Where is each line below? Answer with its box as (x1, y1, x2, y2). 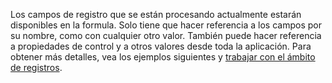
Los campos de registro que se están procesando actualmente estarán (10, 9, 302, 20)
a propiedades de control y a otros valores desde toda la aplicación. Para (10, 40, 312, 52)
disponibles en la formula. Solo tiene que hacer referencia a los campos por (10, 19, 322, 31)
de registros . (10, 62, 63, 73)
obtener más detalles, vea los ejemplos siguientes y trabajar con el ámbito (10, 51, 316, 63)
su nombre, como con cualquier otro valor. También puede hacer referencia (10, 30, 322, 41)
